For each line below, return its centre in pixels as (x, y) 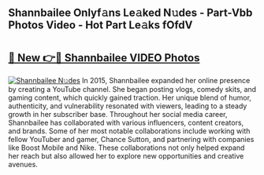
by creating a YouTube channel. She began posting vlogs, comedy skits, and (132, 89)
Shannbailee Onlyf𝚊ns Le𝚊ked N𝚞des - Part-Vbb (130, 13)
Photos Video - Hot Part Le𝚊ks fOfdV (100, 26)
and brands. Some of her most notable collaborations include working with (129, 131)
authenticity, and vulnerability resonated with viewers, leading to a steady (128, 106)
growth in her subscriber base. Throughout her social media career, (118, 114)
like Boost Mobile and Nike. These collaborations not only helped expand (126, 148)
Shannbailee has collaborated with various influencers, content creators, (126, 122)
